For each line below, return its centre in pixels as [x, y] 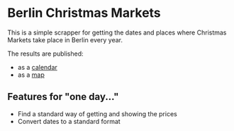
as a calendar [38, 67]
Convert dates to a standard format [69, 121]
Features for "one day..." [63, 97]
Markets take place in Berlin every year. [65, 39]
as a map [31, 75]
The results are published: [45, 54]
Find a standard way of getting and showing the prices [97, 113]
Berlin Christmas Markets [84, 13]
